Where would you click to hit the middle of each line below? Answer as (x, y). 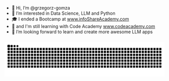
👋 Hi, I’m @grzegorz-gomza (41, 8)
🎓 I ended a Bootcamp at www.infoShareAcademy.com (70, 19)
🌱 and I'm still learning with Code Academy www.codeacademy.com (83, 26)
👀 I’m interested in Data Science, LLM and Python (63, 13)
